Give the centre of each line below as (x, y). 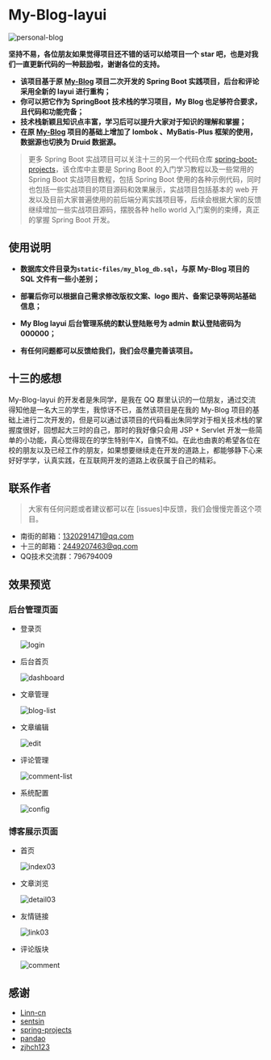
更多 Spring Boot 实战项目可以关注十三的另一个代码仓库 (121, 158)
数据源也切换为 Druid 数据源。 (70, 141)
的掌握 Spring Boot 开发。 (71, 219)
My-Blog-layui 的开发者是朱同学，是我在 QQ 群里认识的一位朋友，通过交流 (132, 399)
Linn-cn (33, 1013)
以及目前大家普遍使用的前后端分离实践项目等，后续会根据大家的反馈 (148, 199)
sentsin (32, 1021)
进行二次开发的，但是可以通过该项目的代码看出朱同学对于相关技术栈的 (139, 420)
